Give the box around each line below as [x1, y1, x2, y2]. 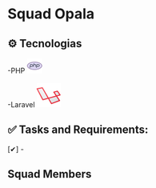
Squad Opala [7, 5, 95, 23]
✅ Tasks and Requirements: [7, 123, 149, 137]
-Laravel [7, 100, 35, 109]
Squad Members [7, 167, 92, 181]
